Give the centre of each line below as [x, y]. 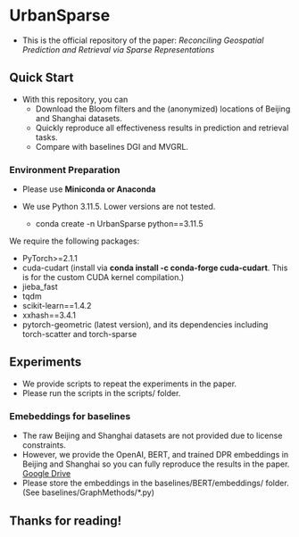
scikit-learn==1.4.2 [57, 306]
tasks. [46, 137]
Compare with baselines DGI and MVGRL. [112, 146]
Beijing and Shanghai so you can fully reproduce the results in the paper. [156, 464]
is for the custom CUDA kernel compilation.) [103, 277]
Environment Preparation [65, 169]
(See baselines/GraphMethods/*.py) [88, 492]
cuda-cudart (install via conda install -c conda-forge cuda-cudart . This [155, 268]
